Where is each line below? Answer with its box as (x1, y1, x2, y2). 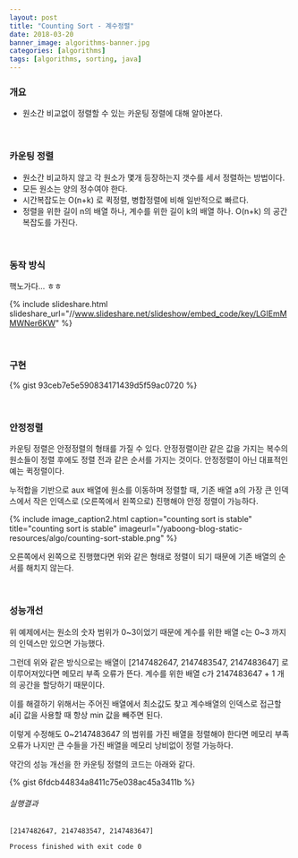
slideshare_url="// (9, 308, 76, 319)
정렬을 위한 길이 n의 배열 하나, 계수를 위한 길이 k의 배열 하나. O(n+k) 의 (21, 205, 271, 216)
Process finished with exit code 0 (9, 842, 142, 851)
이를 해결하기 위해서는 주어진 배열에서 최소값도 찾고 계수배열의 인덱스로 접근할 (9, 698, 282, 708)
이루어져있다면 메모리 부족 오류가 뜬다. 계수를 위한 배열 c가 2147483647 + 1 (9, 668, 276, 679)
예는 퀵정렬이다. (9, 466, 65, 476)
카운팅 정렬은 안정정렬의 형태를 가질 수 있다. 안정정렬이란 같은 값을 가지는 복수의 (9, 443, 289, 454)
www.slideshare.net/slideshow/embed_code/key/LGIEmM (74, 308, 288, 319)
